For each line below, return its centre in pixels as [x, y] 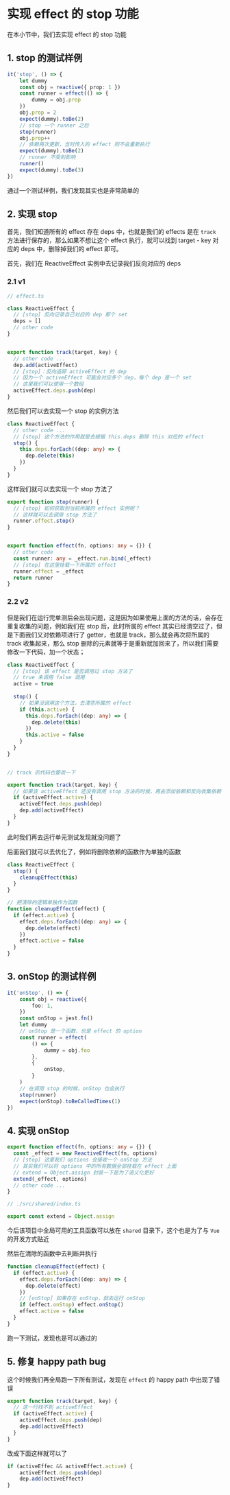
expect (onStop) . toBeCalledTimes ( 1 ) [70, 1101]
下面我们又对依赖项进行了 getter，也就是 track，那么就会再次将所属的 [111, 635]
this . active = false [54, 735]
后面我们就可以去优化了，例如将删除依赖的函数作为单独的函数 [94, 851]
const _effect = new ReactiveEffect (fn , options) [85, 1153]
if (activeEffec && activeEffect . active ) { [70, 1466]
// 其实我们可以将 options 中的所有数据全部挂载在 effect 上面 [95, 1166]
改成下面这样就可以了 [37, 1453]
